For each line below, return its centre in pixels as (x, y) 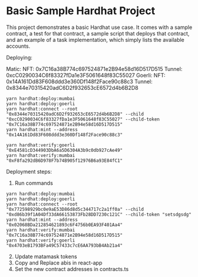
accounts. (18, 46)
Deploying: (19, 57)
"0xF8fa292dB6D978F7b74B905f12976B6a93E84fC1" (64, 161)
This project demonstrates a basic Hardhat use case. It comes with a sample (99, 27)
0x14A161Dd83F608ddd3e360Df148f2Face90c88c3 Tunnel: (79, 82)
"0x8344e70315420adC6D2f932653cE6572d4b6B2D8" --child (75, 114)
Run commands (34, 183)
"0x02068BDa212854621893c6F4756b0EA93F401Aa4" (64, 225)
